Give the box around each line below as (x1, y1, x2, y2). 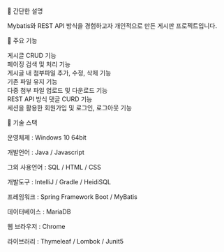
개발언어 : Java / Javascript (7, 148, 85, 156)
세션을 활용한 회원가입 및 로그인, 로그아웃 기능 (7, 104, 133, 112)
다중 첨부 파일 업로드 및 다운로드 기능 (7, 87, 108, 94)
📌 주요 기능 (7, 36, 38, 45)
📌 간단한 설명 (7, 7, 43, 15)
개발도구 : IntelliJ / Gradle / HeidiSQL (7, 178, 112, 186)
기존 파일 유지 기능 (7, 77, 58, 86)
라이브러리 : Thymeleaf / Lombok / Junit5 (7, 237, 124, 245)
